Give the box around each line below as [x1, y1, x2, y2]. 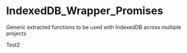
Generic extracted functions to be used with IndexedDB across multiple [6, 24, 182, 31]
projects [6, 29, 27, 37]
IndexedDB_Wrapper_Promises [6, 4, 164, 18]
